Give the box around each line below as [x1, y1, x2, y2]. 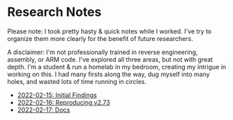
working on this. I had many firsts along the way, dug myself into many [7, 70, 211, 78]
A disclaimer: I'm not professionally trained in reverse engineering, [7, 48, 198, 56]
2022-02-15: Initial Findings [17, 91, 98, 99]
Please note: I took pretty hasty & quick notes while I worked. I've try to [7, 27, 212, 35]
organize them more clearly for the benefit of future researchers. [7, 34, 193, 42]
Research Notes [7, 4, 102, 20]
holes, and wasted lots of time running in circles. [7, 77, 146, 85]
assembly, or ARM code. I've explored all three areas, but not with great [7, 55, 213, 63]
